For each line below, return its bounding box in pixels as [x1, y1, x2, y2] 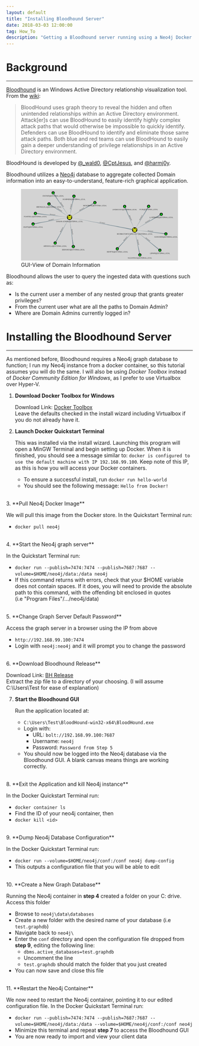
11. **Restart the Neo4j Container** [6, 985, 94, 992]
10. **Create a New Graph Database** [6, 881, 101, 888]
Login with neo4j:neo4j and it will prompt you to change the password [14, 642, 185, 649]
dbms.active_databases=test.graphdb [23, 949, 114, 955]
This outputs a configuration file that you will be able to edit [14, 863, 160, 870]
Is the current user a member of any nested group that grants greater [14, 291, 184, 298]
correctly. [23, 763, 47, 770]
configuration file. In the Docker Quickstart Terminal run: [6, 1003, 144, 1010]
